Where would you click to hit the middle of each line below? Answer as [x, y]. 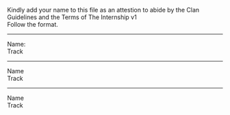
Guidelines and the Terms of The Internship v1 [72, 17]
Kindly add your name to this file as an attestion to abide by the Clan [103, 10]
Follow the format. [33, 24]
